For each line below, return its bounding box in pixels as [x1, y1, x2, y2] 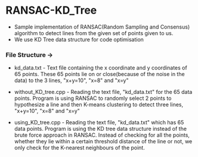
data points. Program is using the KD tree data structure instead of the [14, 125, 187, 133]
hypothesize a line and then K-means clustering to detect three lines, [14, 101, 183, 108]
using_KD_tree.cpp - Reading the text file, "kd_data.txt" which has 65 [14, 119, 184, 126]
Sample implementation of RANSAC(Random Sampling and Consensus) [14, 23, 190, 30]
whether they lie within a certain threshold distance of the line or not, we [14, 138, 193, 145]
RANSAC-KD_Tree [5, 4, 97, 17]
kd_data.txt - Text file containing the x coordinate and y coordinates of [14, 64, 187, 71]
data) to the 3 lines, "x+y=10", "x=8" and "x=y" [14, 77, 129, 84]
